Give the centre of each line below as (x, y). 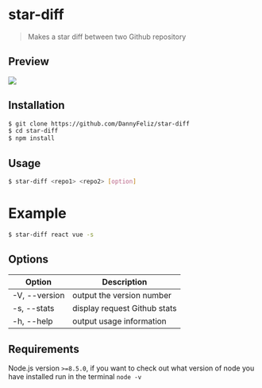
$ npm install (32, 138)
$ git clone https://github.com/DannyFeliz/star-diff (99, 124)
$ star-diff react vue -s (51, 235)
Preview (29, 62)
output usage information (119, 321)
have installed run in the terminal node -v (75, 377)
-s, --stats (33, 308)
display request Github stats (125, 308)
